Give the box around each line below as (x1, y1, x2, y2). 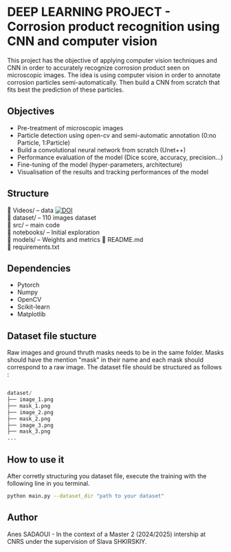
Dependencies (7, 263, 71, 274)
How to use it (7, 453, 65, 465)
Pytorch (16, 280, 40, 289)
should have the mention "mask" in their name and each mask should (7, 356, 204, 364)
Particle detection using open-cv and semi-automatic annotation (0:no (16, 131, 217, 139)
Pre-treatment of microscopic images (16, 123, 124, 132)
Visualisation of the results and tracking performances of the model (16, 167, 208, 176)
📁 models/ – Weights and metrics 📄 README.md (7, 235, 144, 243)
